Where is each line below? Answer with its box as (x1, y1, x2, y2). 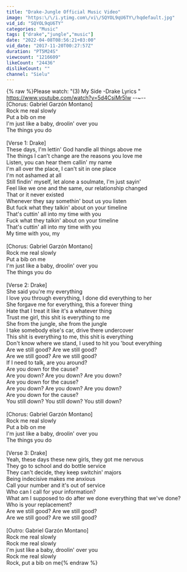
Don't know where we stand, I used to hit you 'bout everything (6, 340, 162, 347)
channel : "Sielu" (6, 71, 50, 77)
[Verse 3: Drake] (6, 449, 47, 457)
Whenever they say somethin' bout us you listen (6, 198, 127, 205)
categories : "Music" (6, 26, 59, 32)
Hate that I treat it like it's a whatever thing (6, 308, 112, 315)
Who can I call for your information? (6, 488, 96, 495)
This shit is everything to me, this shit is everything (6, 333, 134, 340)
